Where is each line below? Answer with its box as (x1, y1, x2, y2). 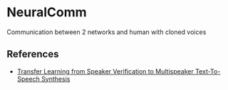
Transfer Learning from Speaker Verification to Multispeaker (16, 67, 194, 75)
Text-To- (195, 67, 221, 75)
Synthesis (41, 74, 71, 83)
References (6, 48, 59, 60)
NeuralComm (6, 4, 87, 21)
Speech (16, 74, 40, 83)
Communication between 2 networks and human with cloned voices (6, 28, 207, 36)
